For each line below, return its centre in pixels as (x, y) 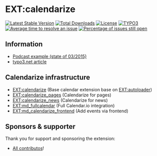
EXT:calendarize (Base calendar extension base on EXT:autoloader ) (82, 89)
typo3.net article (29, 62)
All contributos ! (28, 148)
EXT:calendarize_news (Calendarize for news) (60, 100)
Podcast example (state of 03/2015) (49, 56)
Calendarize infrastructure (48, 77)
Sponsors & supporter (40, 126)
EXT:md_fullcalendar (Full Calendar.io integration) (63, 105)
